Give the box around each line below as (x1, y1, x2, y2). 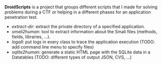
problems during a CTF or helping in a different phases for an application (4, 9, 151, 15)
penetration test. (4, 14, 38, 20)
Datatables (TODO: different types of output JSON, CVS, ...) (11, 54, 132, 60)
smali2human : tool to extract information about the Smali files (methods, (11, 29, 158, 34)
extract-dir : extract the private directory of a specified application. (11, 24, 145, 29)
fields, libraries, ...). (11, 34, 51, 39)
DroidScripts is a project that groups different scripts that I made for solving (4, 4, 158, 10)
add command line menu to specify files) (11, 44, 94, 50)
